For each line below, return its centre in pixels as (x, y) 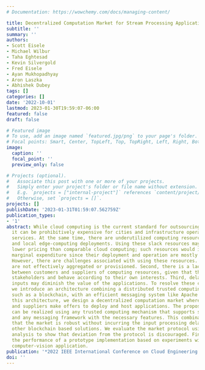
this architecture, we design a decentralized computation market (98, 300)
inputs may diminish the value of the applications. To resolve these (103, 284)
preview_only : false (38, 165)
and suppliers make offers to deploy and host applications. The (97, 306)
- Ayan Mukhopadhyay (33, 74)
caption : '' (27, 153)
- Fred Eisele (24, 68)
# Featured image (28, 131)
